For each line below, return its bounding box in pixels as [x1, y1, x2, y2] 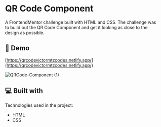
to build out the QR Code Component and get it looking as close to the [5, 24, 148, 30]
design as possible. [5, 30, 44, 35]
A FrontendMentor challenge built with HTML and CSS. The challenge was [5, 19, 157, 25]
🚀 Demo [5, 44, 30, 52]
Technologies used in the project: [5, 102, 73, 108]
